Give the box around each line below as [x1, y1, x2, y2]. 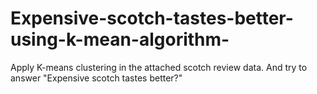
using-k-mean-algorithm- [10, 28, 230, 51]
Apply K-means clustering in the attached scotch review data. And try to [10, 61, 308, 73]
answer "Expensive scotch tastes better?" [10, 72, 183, 84]
